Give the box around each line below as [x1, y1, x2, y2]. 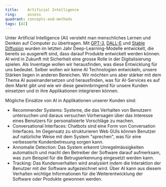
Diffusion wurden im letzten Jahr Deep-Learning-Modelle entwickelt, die [5, 45, 154, 51]
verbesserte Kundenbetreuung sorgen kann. [12, 139, 104, 145]
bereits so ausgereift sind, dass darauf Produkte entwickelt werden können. [5, 51, 161, 57]
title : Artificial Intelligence [5, 7, 79, 12]
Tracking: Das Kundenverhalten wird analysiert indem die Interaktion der [12, 160, 161, 166]
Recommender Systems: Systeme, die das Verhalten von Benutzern [12, 107, 152, 113]
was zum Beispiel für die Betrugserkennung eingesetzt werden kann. [12, 155, 155, 161]
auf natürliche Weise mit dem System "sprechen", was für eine [12, 134, 142, 140]
